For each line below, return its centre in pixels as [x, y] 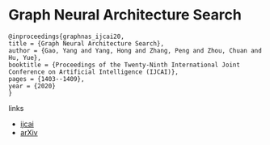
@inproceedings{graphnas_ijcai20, [67, 36]
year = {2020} [32, 86]
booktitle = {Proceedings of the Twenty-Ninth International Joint [124, 65]
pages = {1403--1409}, [46, 79]
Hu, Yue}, [25, 58]
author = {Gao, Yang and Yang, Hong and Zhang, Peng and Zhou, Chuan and [135, 50]
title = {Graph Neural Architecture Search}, [86, 43]
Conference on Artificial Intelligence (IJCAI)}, [94, 72]
